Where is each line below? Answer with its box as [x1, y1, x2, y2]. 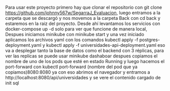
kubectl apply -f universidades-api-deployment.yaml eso [46, 42, 165, 48]
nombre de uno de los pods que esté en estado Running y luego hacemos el [5, 58, 165, 64]
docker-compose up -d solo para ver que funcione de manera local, [5, 26, 147, 32]
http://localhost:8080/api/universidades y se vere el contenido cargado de [5, 75, 161, 80]
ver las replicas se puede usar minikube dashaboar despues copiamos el [5, 53, 158, 59]
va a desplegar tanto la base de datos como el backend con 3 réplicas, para [5, 48, 164, 53]
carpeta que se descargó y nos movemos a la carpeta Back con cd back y [5, 15, 161, 21]
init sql [5, 80, 19, 86]
